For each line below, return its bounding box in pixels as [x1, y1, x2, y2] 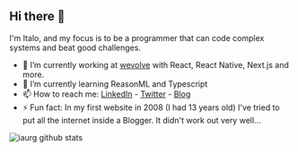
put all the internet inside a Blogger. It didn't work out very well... [22, 114, 262, 125]
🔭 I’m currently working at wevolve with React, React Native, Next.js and [22, 59, 290, 70]
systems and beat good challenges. [9, 42, 142, 53]
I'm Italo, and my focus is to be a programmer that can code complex [9, 32, 265, 43]
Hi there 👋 [9, 9, 66, 24]
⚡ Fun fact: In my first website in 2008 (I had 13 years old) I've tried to [22, 102, 280, 113]
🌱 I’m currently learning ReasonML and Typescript [22, 78, 208, 89]
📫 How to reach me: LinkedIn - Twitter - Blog [22, 89, 191, 99]
